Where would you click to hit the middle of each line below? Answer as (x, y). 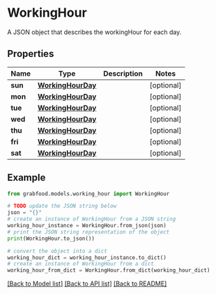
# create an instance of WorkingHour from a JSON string (92, 219)
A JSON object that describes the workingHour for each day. (94, 32)
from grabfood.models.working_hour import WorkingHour (88, 194)
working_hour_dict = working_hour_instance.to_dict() (87, 258)
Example (26, 178)
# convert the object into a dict (57, 251)
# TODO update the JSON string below (62, 206)
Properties (31, 54)
